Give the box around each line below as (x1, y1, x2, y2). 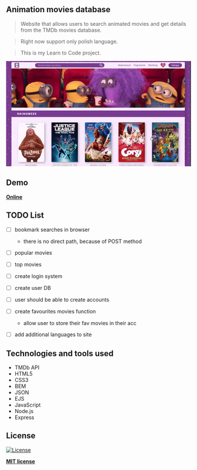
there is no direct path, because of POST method (23, 238, 142, 245)
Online (6, 193, 23, 200)
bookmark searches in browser (14, 226, 90, 233)
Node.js (14, 408, 34, 415)
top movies (14, 261, 42, 268)
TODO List (6, 211, 44, 221)
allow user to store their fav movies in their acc (23, 320, 137, 327)
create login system (14, 272, 63, 279)
